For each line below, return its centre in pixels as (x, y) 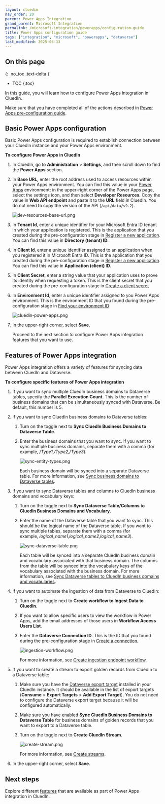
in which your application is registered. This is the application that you (83, 230)
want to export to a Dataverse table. (56, 726)
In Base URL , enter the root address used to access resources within (82, 179)
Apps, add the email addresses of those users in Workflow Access (88, 621)
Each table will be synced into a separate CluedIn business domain (87, 555)
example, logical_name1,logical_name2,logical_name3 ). (76, 536)
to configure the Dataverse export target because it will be (79, 700)
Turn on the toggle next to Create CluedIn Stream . (71, 735)
